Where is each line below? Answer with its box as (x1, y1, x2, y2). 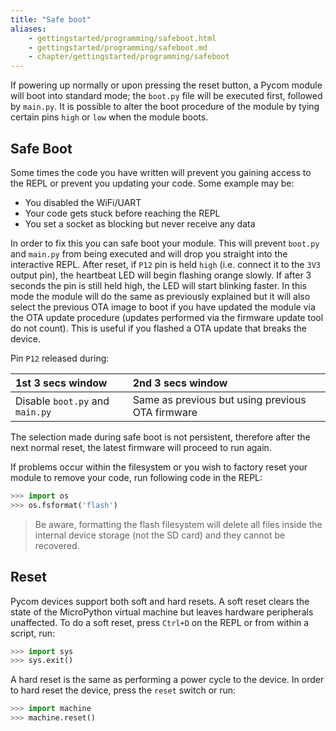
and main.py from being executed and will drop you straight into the (10, 247, 288, 260)
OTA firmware (132, 405, 198, 419)
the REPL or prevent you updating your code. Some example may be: (10, 177, 295, 189)
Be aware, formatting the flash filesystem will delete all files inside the (34, 518, 323, 530)
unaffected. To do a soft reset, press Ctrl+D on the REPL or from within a (10, 616, 310, 628)
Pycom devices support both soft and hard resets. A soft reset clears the (10, 595, 310, 607)
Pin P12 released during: (10, 352, 110, 364)
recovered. (34, 539, 80, 551)
